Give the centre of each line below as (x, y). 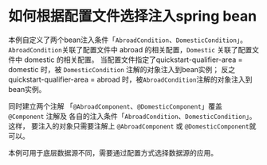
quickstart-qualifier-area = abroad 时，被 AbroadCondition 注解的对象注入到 (130, 79)
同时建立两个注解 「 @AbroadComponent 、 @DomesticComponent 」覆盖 (116, 106)
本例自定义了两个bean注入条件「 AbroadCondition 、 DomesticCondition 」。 (128, 40)
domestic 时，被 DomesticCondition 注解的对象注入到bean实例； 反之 (122, 69)
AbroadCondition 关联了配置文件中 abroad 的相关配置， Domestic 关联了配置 (130, 49)
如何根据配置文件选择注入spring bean (133, 16)
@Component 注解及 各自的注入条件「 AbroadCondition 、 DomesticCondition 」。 (132, 116)
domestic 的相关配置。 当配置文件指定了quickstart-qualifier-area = (133, 59)
